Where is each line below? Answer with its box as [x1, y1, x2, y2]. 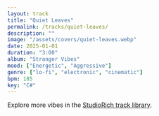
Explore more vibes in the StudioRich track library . [7, 101, 153, 109]
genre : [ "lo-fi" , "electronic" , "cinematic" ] [7, 68, 143, 75]
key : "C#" [7, 82, 37, 89]
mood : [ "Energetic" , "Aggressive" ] [7, 62, 112, 69]
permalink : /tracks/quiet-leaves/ [7, 23, 109, 30]
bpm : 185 [7, 75, 33, 82]
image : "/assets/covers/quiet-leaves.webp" [7, 36, 137, 43]
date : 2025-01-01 [7, 43, 58, 50]
